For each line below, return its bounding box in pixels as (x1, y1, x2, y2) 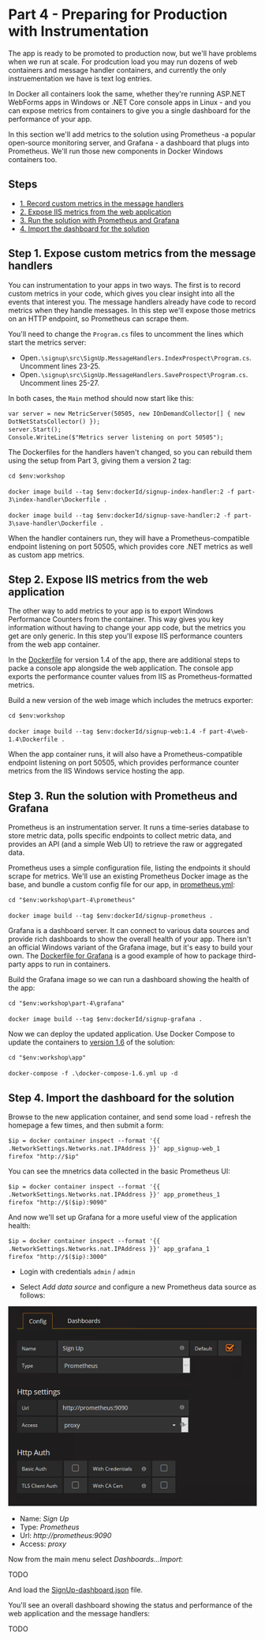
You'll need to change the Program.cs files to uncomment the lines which (8, 329, 244, 338)
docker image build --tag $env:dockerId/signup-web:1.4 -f (8, 727, 207, 736)
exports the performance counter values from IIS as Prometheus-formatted (8, 672, 252, 682)
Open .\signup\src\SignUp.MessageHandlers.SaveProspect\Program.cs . (19, 369, 248, 379)
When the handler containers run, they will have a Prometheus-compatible (8, 533, 250, 542)
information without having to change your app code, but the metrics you (8, 623, 246, 633)
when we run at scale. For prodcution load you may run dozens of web (8, 57, 238, 66)
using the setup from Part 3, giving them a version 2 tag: (8, 455, 192, 465)
